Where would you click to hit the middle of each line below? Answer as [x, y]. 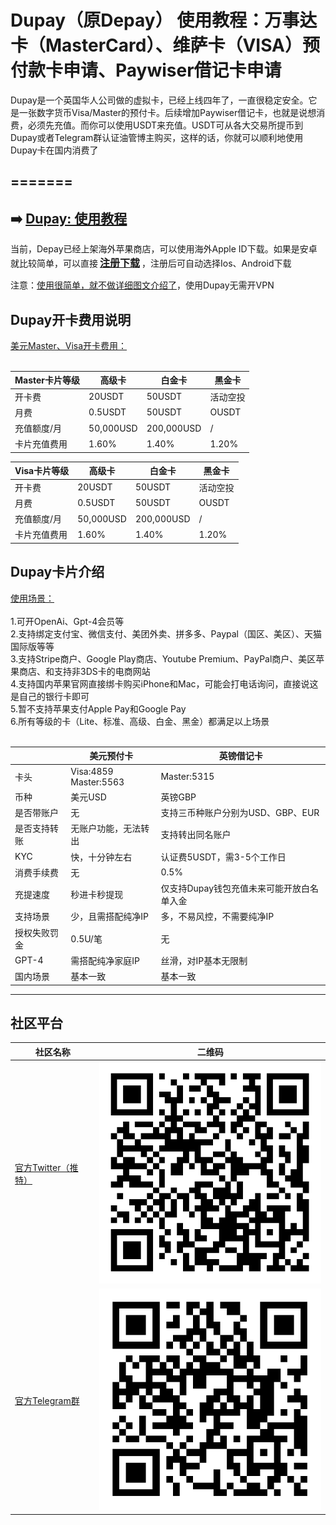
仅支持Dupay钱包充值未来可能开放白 [235, 888]
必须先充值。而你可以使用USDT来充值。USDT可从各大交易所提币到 [165, 125]
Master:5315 [187, 777]
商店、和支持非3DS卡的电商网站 [84, 671]
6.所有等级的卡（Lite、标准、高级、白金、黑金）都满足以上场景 [140, 721]
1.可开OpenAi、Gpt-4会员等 [67, 621]
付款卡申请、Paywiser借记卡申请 [146, 70]
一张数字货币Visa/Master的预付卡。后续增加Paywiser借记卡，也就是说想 [167, 112]
